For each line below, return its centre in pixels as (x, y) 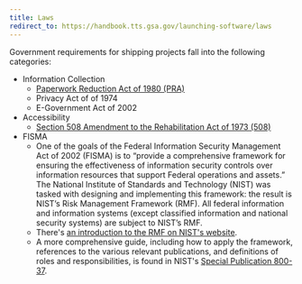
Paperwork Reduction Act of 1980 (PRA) (110, 88)
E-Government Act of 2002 (87, 107)
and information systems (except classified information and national (162, 213)
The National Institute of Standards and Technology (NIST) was (153, 184)
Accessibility (46, 117)
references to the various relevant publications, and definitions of (157, 251)
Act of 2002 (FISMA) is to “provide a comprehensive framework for (160, 155)
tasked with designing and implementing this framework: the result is (164, 194)
